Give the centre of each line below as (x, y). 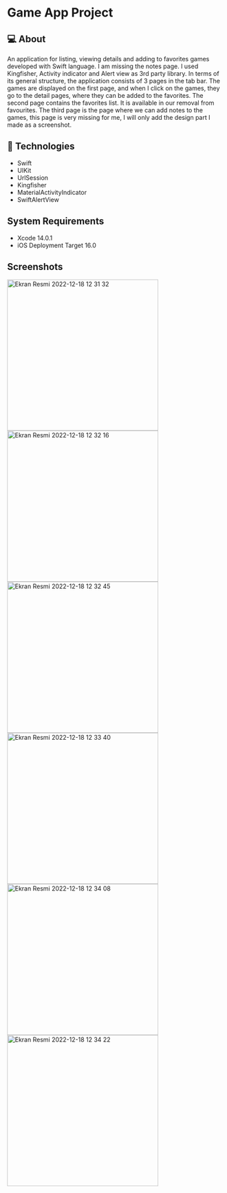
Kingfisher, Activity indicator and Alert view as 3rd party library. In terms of (113, 73)
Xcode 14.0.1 (35, 238)
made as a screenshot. (40, 125)
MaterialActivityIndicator (52, 192)
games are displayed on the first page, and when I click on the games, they (113, 88)
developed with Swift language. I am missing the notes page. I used (103, 66)
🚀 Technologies (41, 146)
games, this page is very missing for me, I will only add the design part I (109, 117)
